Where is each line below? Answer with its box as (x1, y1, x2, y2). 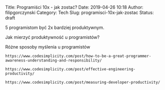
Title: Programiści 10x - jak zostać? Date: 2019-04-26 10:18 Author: (5, 4, 144, 10)
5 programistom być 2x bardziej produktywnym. (5, 24, 104, 30)
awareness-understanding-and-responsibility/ (5, 58, 102, 63)
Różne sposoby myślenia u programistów (5, 44, 90, 49)
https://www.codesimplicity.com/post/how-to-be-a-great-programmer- (5, 53, 151, 58)
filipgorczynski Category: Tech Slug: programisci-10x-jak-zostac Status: (5, 9, 154, 15)
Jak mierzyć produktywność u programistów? (5, 34, 100, 40)
